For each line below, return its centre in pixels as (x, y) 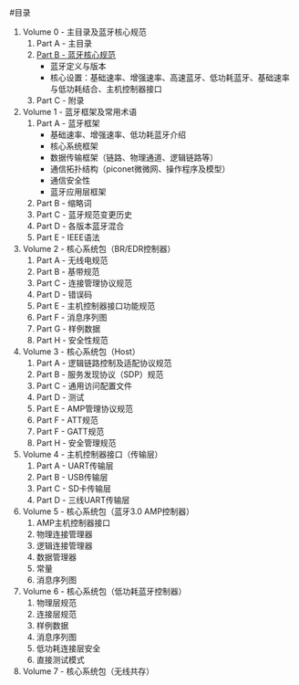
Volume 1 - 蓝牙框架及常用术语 (80, 112)
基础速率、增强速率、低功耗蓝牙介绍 (118, 135)
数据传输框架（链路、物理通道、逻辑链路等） (134, 158)
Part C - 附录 (60, 100)
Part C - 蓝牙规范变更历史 (84, 215)
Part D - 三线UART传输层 (83, 500)
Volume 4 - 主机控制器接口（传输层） (93, 454)
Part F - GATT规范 (70, 432)
